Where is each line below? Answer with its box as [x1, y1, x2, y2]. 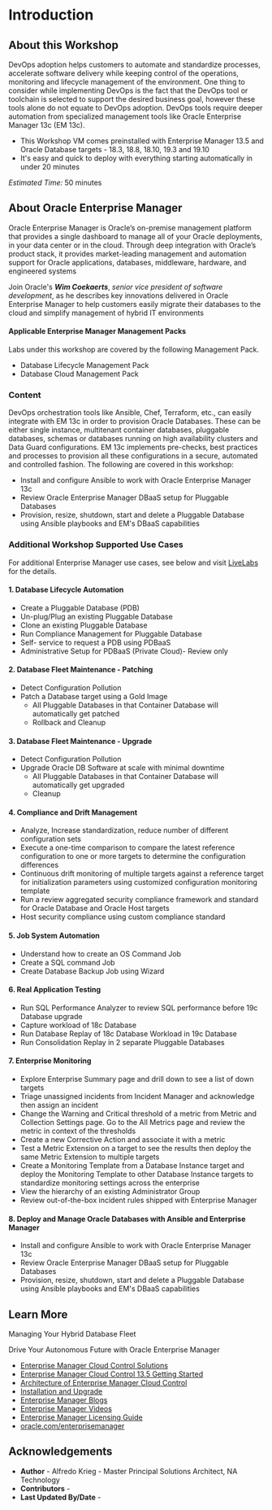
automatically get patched [32, 709, 120, 719]
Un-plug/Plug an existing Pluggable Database [19, 611, 173, 621]
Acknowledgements [8, 1445, 113, 1459]
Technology [19, 1475, 61, 1485]
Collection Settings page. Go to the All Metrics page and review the [19, 1118, 245, 1127]
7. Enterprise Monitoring [8, 1056, 92, 1066]
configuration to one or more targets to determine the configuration [19, 851, 246, 861]
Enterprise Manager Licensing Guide [19, 1412, 144, 1422]
